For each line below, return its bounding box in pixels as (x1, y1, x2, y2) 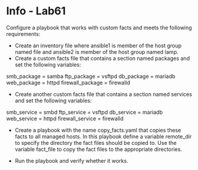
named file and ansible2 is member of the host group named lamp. (14, 48, 179, 55)
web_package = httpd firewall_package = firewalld (6, 79, 130, 86)
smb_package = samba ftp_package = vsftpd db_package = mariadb (6, 72, 176, 80)
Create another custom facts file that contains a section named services (14, 90, 193, 98)
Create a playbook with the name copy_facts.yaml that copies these (14, 126, 181, 133)
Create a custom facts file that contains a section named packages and (14, 54, 190, 62)
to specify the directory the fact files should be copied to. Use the (14, 139, 177, 146)
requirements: (6, 30, 41, 37)
